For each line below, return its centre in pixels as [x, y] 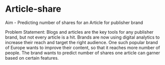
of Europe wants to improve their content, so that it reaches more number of [83, 47]
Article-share [33, 9]
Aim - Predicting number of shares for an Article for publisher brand [74, 22]
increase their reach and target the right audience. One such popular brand [82, 42]
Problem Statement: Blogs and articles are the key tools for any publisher [80, 32]
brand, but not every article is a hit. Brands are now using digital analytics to [82, 37]
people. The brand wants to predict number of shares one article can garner [83, 53]
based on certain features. [32, 58]
